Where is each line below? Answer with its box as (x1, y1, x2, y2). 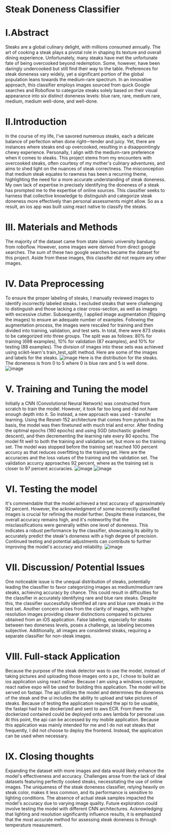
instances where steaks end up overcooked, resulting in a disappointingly (5, 144, 160, 150)
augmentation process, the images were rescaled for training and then (5, 322, 153, 328)
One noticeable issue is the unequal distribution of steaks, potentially (5, 579, 151, 585)
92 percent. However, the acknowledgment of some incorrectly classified (5, 505, 160, 512)
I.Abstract (5, 27, 49, 39)
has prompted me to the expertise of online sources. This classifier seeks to (5, 188, 165, 194)
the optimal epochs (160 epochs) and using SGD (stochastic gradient (5, 427, 151, 433)
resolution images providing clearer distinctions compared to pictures (5, 611, 152, 617)
